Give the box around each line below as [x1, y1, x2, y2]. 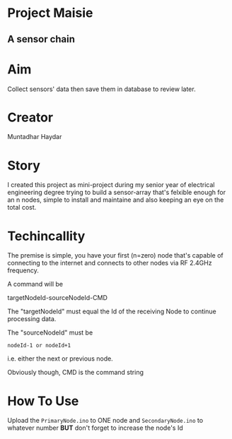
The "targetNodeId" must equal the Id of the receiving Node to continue [7, 307, 217, 315]
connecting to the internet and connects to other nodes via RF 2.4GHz [7, 259, 212, 267]
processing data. [7, 315, 57, 323]
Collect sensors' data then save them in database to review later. [7, 85, 196, 93]
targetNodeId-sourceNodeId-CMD [7, 294, 108, 302]
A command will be [7, 280, 64, 289]
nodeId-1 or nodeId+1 [7, 342, 71, 349]
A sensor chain [7, 33, 76, 45]
